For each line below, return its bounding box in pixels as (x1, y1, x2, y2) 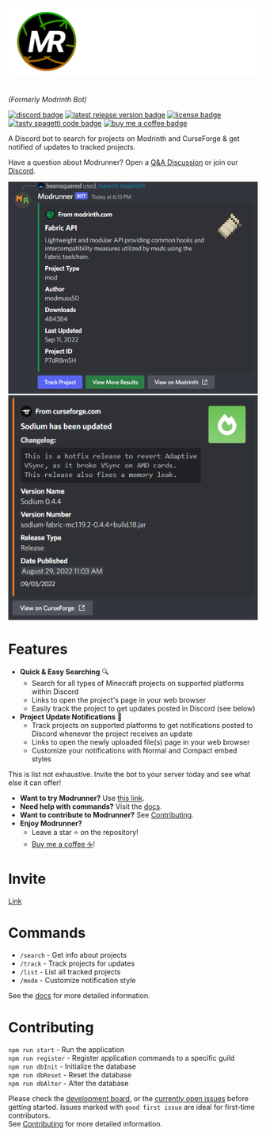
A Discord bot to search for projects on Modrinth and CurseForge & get (8, 134, 240, 143)
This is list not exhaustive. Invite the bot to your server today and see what (8, 769, 251, 779)
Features (8, 640, 68, 658)
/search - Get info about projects (19, 950, 127, 959)
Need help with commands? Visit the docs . (19, 802, 162, 811)
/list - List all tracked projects (19, 966, 121, 976)
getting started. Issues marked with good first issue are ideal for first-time (8, 1102, 255, 1111)
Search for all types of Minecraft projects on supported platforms (31, 678, 245, 688)
